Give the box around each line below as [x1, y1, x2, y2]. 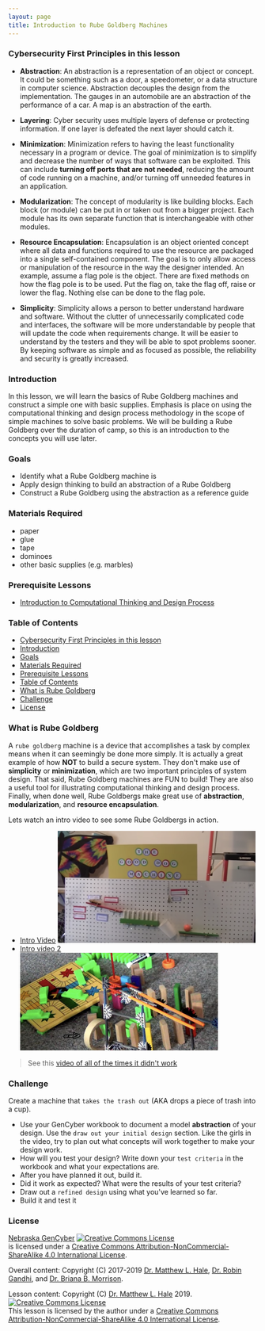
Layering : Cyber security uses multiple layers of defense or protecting [19, 115, 250, 124]
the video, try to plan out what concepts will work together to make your [19, 1136, 256, 1146]
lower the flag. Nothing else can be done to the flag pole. [19, 288, 206, 297]
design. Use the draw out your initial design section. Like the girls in [19, 1128, 252, 1138]
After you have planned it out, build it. [19, 1170, 142, 1180]
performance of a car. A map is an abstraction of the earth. [19, 100, 212, 109]
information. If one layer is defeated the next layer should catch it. [19, 124, 235, 133]
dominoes [19, 551, 53, 560]
